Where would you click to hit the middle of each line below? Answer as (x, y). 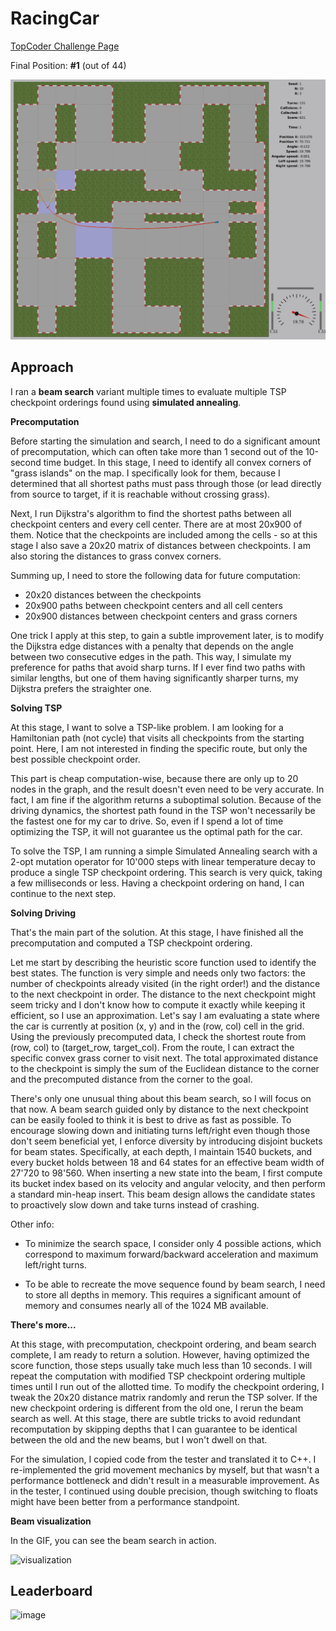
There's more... (43, 1324)
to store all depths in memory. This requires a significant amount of (163, 1294)
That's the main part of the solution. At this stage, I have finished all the (157, 932)
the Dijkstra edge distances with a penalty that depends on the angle (152, 646)
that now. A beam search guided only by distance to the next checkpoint (159, 1109)
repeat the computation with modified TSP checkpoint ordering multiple (158, 1376)
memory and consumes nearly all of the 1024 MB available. (146, 1305)
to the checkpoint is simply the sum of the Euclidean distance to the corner (165, 1068)
